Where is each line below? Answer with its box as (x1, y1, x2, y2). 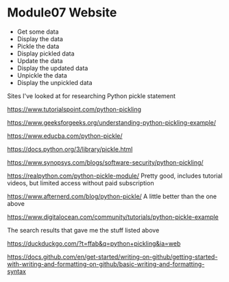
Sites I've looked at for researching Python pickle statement (7, 91, 176, 100)
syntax (7, 267, 26, 275)
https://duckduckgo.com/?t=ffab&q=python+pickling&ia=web (7, 239, 181, 248)
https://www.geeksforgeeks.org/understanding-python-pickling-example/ (7, 118, 216, 126)
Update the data (16, 56, 63, 64)
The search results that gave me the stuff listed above (7, 226, 160, 234)
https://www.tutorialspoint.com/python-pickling (7, 105, 142, 113)
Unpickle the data (16, 71, 67, 80)
